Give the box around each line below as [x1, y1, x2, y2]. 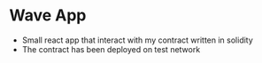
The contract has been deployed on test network [21, 43, 201, 54]
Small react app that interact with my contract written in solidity [21, 35, 254, 45]
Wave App [9, 5, 87, 26]
